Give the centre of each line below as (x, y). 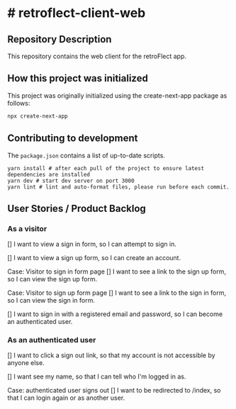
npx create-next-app (38, 116)
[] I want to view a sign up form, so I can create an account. (94, 258)
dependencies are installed (49, 174)
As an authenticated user (52, 340)
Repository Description (60, 39)
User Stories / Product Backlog (77, 208)
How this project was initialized (78, 78)
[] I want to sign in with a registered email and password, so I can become (115, 314)
